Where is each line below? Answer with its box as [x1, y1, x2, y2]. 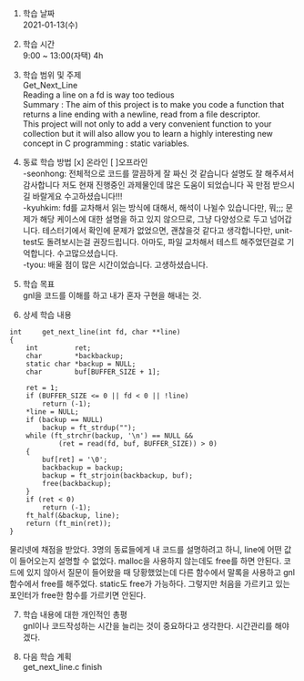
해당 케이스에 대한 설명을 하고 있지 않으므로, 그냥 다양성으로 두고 [39, 213, 269, 224]
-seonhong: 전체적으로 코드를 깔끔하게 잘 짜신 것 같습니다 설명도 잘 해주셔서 [22, 168, 295, 179]
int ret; [25, 344, 92, 353]
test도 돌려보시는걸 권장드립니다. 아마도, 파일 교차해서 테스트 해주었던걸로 [22, 236, 285, 247]
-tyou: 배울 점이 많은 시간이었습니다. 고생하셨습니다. [22, 259, 208, 270]
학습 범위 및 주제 [22, 69, 82, 80]
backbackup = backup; [42, 463, 125, 472]
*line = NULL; [25, 408, 79, 417]
